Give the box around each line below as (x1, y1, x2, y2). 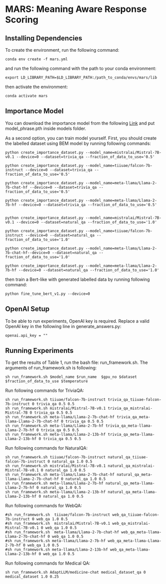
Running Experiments (5, 347, 74, 355)
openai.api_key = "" (5, 333, 48, 338)
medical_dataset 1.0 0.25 (5, 574, 59, 580)
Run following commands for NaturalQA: (5, 445, 88, 451)
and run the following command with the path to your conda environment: (5, 66, 157, 71)
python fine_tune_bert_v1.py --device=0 (5, 291, 91, 296)
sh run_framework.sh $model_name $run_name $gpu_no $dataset (5, 374, 137, 379)
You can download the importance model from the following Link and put (5, 120, 155, 126)
